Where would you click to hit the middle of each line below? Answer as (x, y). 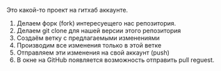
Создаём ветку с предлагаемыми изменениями (88, 38)
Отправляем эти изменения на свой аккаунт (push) (93, 52)
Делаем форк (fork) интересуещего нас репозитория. (96, 23)
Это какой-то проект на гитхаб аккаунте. (67, 10)
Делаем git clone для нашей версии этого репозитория (99, 31)
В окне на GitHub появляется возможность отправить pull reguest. (115, 60)
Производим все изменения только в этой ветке (89, 45)
